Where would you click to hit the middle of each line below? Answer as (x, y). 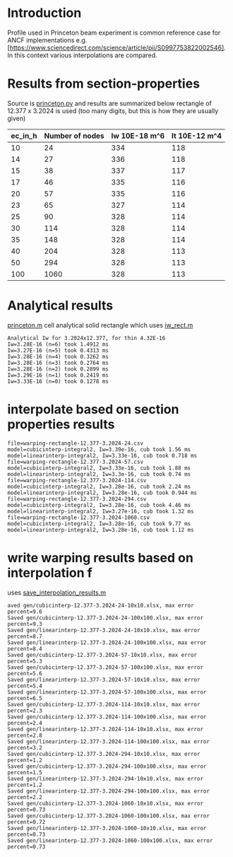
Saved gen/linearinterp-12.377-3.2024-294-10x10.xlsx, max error (105, 779)
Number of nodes (74, 136)
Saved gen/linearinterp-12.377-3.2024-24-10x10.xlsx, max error (104, 630)
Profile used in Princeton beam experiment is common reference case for (114, 33)
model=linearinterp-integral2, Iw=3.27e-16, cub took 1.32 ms (101, 511)
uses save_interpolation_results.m (56, 593)
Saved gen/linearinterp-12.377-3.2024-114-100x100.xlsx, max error (109, 741)
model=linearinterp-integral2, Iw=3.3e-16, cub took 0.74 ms (99, 474)
